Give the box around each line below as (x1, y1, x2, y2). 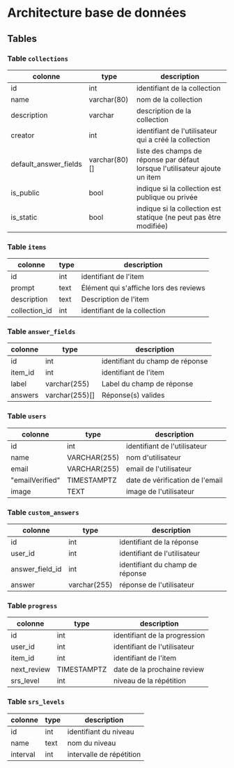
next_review (10, 665, 51, 675)
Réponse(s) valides (101, 391, 165, 400)
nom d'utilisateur (126, 452, 181, 462)
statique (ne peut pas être (136, 212, 221, 222)
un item (136, 172, 162, 182)
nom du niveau (67, 738, 116, 748)
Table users (7, 412, 47, 421)
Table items (7, 242, 47, 252)
